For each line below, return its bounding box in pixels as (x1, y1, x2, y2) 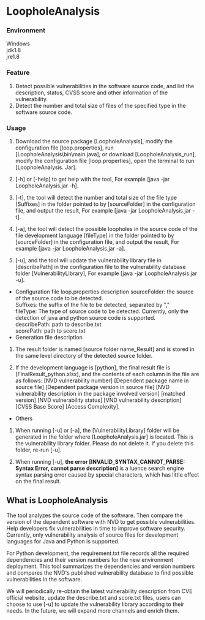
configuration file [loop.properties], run (15, 144, 114, 151)
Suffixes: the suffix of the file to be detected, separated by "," (15, 301, 170, 309)
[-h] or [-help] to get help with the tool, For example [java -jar (15, 176, 170, 183)
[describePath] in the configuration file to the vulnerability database (15, 263, 186, 271)
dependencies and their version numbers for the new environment (6, 556, 173, 563)
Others (15, 415, 33, 422)
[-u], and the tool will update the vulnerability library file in (15, 257, 162, 264)
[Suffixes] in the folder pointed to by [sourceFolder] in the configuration (15, 200, 196, 208)
